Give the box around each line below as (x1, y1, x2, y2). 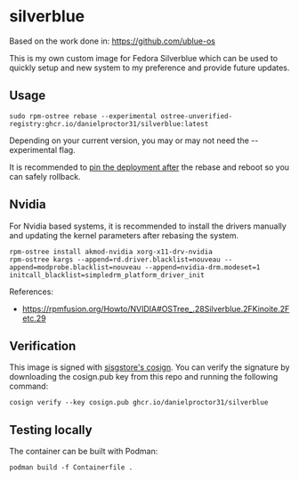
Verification (9, 338, 77, 353)
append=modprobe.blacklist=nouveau (9, 262, 141, 272)
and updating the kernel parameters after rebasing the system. (9, 229, 238, 241)
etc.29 (21, 313, 46, 324)
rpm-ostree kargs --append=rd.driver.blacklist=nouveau (9, 255, 221, 264)
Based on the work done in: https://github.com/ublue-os (9, 36, 216, 46)
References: (9, 286, 53, 297)
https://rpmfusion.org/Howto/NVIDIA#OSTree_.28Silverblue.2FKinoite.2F (21, 303, 290, 314)
